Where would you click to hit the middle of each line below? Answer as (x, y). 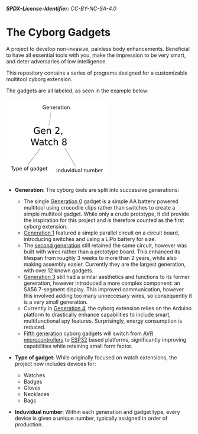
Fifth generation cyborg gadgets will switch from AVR (88, 333)
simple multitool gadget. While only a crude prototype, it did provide (106, 214)
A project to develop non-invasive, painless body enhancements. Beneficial (98, 49)
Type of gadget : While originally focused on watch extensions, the (96, 357)
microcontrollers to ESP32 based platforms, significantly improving (105, 339)
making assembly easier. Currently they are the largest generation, (105, 264)
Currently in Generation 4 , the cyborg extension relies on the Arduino (108, 308)
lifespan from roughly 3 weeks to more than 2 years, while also (100, 258)
